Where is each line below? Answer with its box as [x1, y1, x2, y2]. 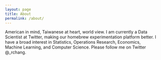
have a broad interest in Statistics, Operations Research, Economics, [5, 39, 141, 45]
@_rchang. [5, 49, 27, 55]
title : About [5, 12, 31, 16]
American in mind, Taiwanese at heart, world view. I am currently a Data [5, 29, 148, 35]
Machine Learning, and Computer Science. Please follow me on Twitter [5, 44, 146, 50]
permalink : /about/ [5, 16, 44, 21]
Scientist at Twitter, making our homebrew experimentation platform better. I [5, 34, 157, 40]
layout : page [5, 7, 31, 12]
